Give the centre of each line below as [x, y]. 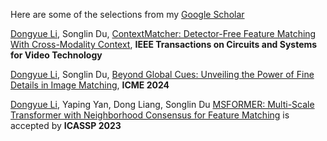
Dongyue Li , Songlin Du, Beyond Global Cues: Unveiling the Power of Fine [162, 74]
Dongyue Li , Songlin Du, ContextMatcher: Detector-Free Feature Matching [163, 33]
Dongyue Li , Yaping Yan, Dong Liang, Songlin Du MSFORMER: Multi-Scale [162, 104]
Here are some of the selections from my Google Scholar [127, 14]
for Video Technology [56, 55]
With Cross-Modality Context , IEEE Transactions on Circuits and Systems [164, 44]
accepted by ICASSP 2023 [66, 125]
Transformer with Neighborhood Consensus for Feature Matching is [150, 115]
